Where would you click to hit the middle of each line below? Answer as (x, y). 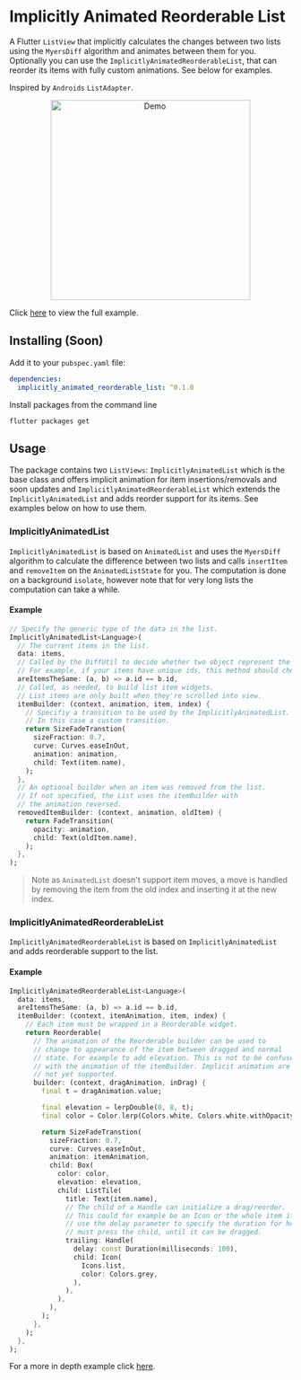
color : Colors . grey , (120, 1274)
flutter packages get (50, 421)
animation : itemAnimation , (99, 1157)
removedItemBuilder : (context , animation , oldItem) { (120, 813)
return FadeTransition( (70, 821)
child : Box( (71, 1165)
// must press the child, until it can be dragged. (164, 1233)
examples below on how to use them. (78, 509)
